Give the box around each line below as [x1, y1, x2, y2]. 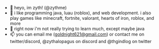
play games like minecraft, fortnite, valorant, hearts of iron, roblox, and [9, 15, 155, 21]
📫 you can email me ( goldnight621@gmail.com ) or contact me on [9, 31, 145, 37]
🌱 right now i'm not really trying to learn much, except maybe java [9, 26, 145, 32]
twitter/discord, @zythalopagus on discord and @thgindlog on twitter [9, 39, 152, 44]
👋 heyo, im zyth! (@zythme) [9, 5, 67, 10]
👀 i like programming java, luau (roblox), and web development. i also [9, 10, 152, 16]
